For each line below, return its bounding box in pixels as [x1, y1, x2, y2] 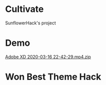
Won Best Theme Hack [5, 71, 102, 83]
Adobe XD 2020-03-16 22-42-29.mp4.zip [5, 54, 91, 60]
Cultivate [5, 3, 44, 15]
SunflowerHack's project [5, 20, 56, 26]
